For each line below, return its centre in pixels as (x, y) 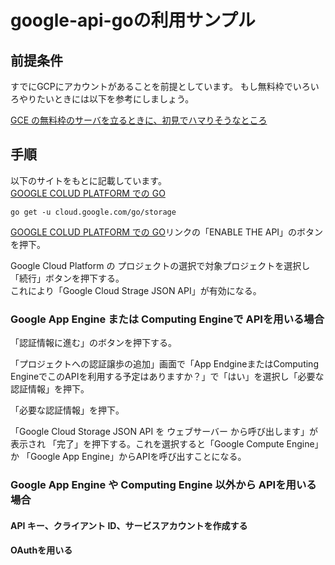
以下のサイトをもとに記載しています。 (88, 180)
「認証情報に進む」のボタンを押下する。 (93, 343)
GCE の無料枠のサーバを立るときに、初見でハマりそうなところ (139, 120)
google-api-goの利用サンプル (133, 20)
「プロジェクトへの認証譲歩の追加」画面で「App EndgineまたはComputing (164, 364)
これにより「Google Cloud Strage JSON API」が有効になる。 (136, 290)
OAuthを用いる (41, 550)
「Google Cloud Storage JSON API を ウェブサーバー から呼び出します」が (164, 432)
